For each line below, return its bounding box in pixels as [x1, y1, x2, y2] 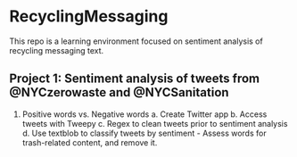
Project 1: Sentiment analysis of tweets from [9, 71, 260, 87]
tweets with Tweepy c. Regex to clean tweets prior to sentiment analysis [21, 118, 288, 128]
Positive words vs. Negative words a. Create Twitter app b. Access [21, 109, 268, 120]
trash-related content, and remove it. [21, 136, 158, 148]
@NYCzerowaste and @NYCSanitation [9, 85, 229, 100]
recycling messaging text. [9, 45, 104, 55]
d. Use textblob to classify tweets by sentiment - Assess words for [21, 128, 267, 138]
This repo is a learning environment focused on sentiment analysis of [9, 36, 263, 46]
